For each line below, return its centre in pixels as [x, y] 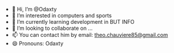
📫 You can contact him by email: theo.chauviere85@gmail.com [90, 35]
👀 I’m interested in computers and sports [62, 15]
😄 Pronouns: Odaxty [38, 43]
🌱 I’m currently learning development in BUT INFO [73, 22]
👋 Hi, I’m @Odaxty [34, 9]
